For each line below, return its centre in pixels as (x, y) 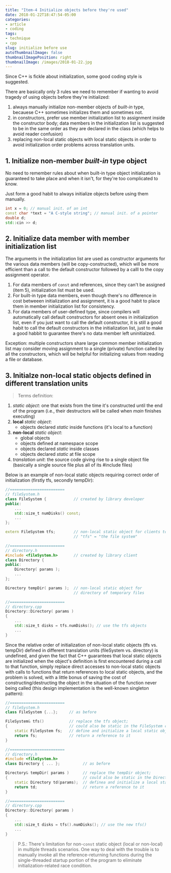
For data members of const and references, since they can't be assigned (89, 285)
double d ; (16, 218)
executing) (24, 416)
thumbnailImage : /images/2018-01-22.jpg (49, 62)
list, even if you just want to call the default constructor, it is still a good (87, 323)
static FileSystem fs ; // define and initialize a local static (86, 731)
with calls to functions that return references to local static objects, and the (84, 672)
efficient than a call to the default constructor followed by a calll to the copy (84, 270)
